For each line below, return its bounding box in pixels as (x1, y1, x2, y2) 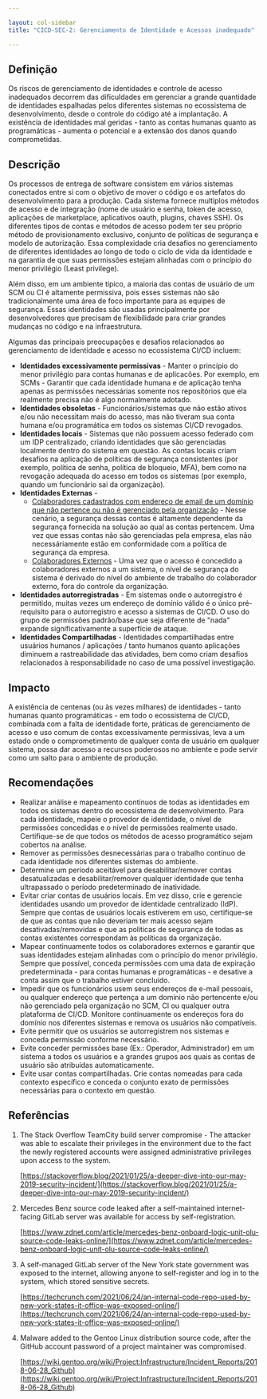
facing (19, 1211, 41, 1221)
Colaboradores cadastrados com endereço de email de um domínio (31, 496, 253, 507)
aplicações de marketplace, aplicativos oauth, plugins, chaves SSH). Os (8, 213, 244, 223)
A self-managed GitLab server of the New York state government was (19, 1259, 249, 1269)
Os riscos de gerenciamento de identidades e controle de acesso (8, 84, 223, 93)
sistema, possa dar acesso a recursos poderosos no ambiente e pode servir (8, 744, 258, 754)
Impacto (8, 681, 50, 694)
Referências (8, 1109, 70, 1122)
